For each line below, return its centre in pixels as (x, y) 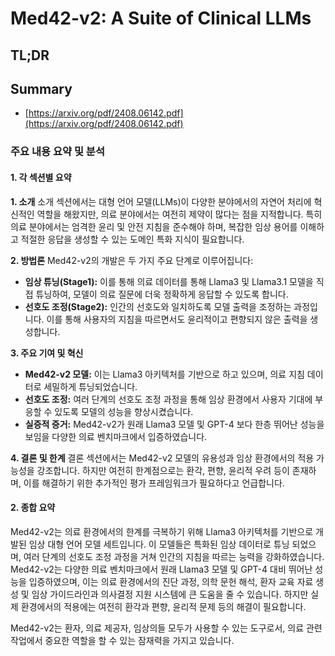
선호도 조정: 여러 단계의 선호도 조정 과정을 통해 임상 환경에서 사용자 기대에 (168, 399)
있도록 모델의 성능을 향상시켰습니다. (124, 411)
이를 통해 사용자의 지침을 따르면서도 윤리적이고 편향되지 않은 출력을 (177, 319)
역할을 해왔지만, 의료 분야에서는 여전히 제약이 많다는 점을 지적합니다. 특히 (179, 214)
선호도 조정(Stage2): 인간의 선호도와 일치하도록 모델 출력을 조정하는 (158, 306)
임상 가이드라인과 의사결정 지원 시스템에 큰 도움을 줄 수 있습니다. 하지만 (170, 594)
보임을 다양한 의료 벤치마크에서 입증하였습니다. (116, 436)
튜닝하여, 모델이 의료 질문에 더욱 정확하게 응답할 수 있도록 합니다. (162, 294)
